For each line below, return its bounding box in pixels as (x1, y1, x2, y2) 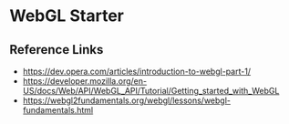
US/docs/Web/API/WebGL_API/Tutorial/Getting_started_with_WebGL (22, 86, 280, 96)
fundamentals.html (22, 105, 94, 115)
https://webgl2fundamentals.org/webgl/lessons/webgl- (22, 95, 231, 106)
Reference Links (9, 42, 104, 57)
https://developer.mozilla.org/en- (22, 76, 148, 87)
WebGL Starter (9, 5, 125, 26)
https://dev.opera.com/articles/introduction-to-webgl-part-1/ (22, 66, 252, 77)
